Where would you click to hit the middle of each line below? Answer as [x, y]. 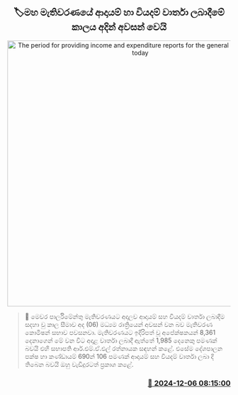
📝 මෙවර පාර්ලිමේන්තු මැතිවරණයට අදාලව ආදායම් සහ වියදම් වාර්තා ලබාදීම [125, 316]
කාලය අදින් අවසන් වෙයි [119, 27]
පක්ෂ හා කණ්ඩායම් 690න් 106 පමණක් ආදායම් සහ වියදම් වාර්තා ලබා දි [119, 356]
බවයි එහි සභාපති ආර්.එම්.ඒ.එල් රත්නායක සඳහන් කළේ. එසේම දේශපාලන [124, 348]
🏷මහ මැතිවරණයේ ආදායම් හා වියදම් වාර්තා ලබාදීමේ [119, 12]
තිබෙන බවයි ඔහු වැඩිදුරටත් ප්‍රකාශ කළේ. [79, 364]
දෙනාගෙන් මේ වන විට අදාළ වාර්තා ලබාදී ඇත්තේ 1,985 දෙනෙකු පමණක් [121, 340]
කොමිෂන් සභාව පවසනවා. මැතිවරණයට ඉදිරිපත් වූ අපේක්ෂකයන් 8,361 [120, 332]
